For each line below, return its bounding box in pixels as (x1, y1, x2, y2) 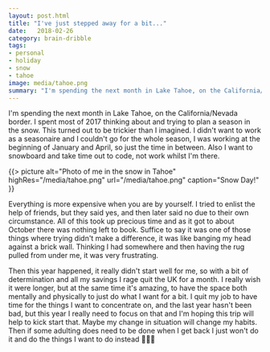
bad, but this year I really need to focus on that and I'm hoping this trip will (8, 309, 255, 318)
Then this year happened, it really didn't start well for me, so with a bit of (8, 266, 249, 276)
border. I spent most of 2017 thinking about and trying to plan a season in (8, 117, 251, 127)
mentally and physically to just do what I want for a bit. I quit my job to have (8, 292, 258, 301)
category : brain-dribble (8, 34, 92, 43)
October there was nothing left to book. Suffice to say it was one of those (8, 225, 252, 235)
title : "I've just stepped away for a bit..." (8, 19, 167, 27)
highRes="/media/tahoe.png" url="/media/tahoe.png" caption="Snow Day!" (8, 175, 260, 185)
